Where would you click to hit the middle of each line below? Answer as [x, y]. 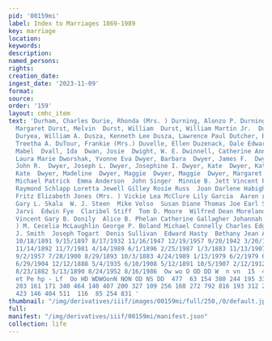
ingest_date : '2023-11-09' [54, 83]
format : [21, 91]
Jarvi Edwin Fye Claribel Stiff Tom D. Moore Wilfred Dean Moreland [141, 211]
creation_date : [34, 76]
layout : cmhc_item [39, 114]
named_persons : [34, 61]
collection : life [38, 324]
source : [21, 99]
